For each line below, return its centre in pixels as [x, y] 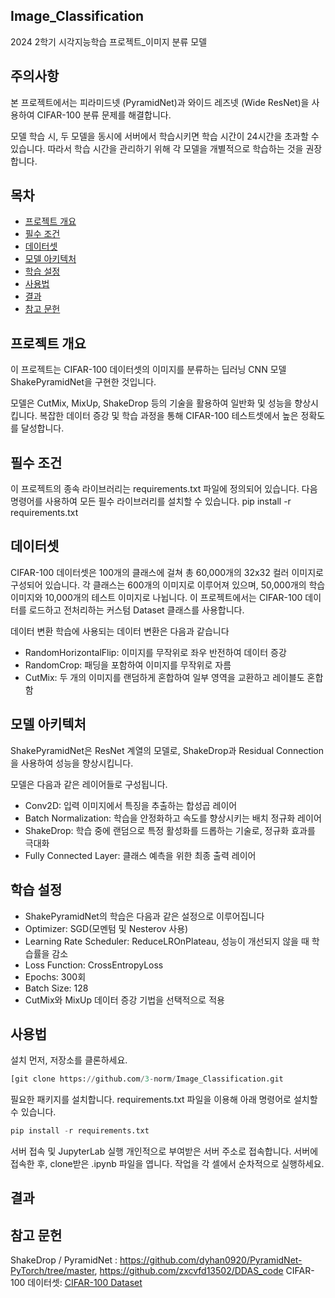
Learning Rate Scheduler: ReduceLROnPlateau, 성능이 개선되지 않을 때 [167, 941]
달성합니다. [42, 428]
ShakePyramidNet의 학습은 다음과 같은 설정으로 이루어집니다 [144, 916]
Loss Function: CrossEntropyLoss [94, 965]
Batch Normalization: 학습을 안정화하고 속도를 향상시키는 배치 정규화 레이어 [173, 818]
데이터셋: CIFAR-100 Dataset [85, 1283]
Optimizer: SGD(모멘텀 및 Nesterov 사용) [106, 928]
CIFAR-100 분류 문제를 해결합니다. [104, 115]
